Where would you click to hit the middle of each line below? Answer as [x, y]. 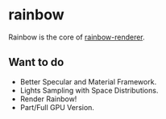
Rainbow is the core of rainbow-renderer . [77, 37]
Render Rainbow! [48, 99]
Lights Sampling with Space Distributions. [89, 90]
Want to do [36, 62]
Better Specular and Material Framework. [88, 81]
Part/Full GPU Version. [57, 107]
